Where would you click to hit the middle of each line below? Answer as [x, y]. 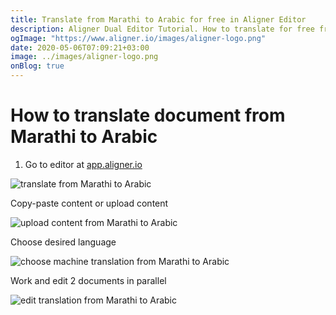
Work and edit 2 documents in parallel [88, 280]
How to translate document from [148, 115]
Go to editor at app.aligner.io [83, 164]
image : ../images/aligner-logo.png [84, 57]
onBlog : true [37, 66]
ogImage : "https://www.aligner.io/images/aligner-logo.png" [138, 38]
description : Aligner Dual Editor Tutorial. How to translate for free [162, 29]
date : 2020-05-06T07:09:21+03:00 [80, 47]
